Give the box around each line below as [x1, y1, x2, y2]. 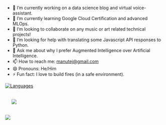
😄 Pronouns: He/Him [12, 66, 57, 71]
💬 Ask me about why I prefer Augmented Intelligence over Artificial [12, 48, 150, 53]
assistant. [12, 10, 33, 16]
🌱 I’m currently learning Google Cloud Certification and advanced [12, 16, 148, 21]
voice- [132, 5, 146, 11]
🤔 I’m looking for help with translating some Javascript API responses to [12, 37, 161, 43]
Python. [12, 42, 29, 48]
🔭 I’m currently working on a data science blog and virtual [12, 5, 132, 11]
